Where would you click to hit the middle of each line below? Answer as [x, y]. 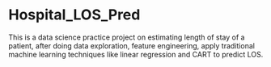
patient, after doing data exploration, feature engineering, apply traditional [131, 45]
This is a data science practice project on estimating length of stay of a [127, 37]
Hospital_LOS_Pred [74, 15]
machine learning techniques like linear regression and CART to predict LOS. [136, 54]
